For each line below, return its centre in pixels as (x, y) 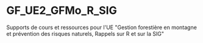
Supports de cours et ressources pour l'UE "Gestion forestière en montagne (101, 27)
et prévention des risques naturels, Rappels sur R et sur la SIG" (85, 33)
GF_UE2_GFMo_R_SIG (62, 11)
